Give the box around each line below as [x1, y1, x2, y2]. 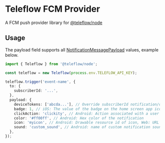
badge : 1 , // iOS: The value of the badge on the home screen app [14, 106, 153, 111]
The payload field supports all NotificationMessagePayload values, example [5, 47, 159, 52]
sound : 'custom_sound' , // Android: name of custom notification [14, 125, 151, 130]
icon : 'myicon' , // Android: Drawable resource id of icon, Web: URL [14, 120, 160, 125]
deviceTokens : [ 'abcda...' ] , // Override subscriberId [14, 102, 129, 107]
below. [5, 52, 19, 58]
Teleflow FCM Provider [5, 3, 100, 15]
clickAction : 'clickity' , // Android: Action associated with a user [14, 111, 160, 116]
